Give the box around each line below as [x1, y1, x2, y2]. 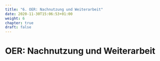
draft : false [5, 25, 32, 30]
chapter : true [5, 20, 34, 25]
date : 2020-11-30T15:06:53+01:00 [5, 12, 73, 16]
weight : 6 [5, 16, 25, 21]
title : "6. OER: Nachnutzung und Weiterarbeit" [5, 7, 104, 12]
